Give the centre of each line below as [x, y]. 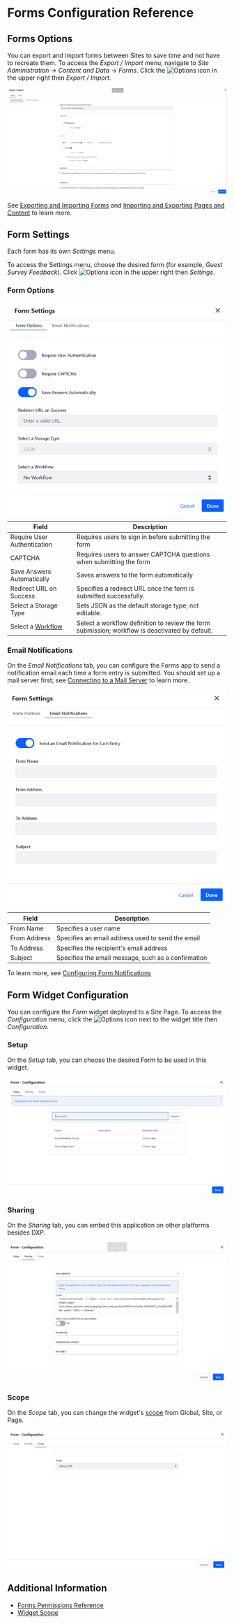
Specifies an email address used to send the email [128, 938]
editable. [89, 613]
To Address [26, 948]
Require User [29, 537]
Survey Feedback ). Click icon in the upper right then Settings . [111, 272]
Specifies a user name [88, 928]
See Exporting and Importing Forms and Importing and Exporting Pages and [116, 205]
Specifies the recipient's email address [112, 948]
